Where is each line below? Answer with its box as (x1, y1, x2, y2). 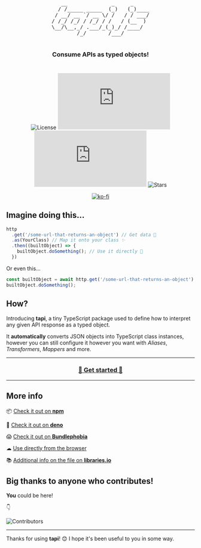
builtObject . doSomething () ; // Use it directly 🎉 (17, 248, 144, 254)
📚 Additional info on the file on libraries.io (6, 456, 112, 463)
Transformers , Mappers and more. (6, 345, 92, 352)
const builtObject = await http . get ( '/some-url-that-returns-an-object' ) (6, 276, 194, 282)
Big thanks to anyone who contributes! (6, 476, 154, 486)
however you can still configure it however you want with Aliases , (6, 339, 167, 346)
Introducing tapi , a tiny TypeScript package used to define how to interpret (6, 315, 191, 322)
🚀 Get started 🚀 (78, 366, 123, 375)
